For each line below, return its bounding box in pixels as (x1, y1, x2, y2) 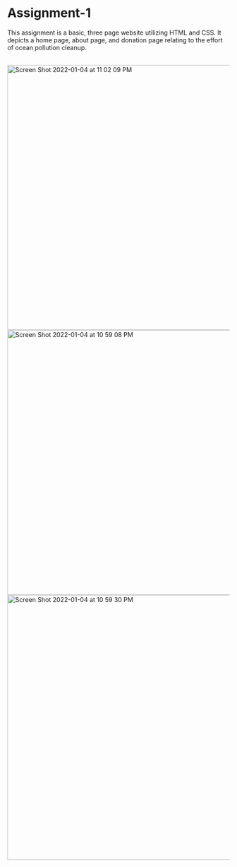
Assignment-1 (7, 5, 92, 21)
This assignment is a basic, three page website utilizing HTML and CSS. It (7, 28, 221, 37)
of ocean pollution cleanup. (7, 43, 87, 52)
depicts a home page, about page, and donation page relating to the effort (7, 35, 224, 44)
